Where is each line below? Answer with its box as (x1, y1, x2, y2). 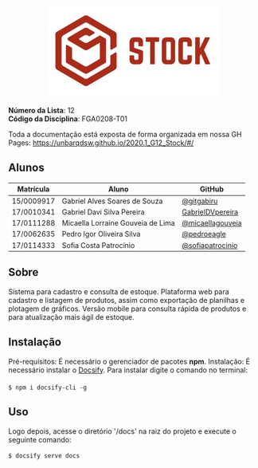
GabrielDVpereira (182, 206, 239, 217)
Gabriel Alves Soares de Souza (61, 196, 163, 206)
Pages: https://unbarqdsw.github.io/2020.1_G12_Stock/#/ (8, 138, 194, 147)
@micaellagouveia (182, 218, 242, 228)
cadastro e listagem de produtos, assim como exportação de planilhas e (8, 295, 245, 305)
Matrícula (17, 184, 50, 194)
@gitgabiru (182, 196, 218, 206)
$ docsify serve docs (8, 451, 80, 460)
